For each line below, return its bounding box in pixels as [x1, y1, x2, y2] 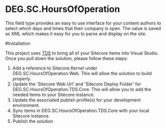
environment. [12, 102, 40, 108]
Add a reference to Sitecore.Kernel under [12, 65, 97, 71]
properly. [12, 75, 31, 81]
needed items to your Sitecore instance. [12, 91, 95, 97]
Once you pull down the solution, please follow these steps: [5, 55, 128, 61]
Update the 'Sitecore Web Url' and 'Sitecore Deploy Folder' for [12, 81, 141, 87]
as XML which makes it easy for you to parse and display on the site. [5, 30, 146, 36]
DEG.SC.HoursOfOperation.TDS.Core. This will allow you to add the [12, 86, 151, 92]
